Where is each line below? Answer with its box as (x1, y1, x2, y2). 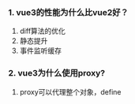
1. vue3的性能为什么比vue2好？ (8, 6, 129, 17)
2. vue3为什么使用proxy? (8, 68, 106, 79)
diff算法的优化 (19, 26, 66, 36)
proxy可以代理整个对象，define (19, 87, 122, 96)
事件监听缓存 (19, 46, 62, 56)
